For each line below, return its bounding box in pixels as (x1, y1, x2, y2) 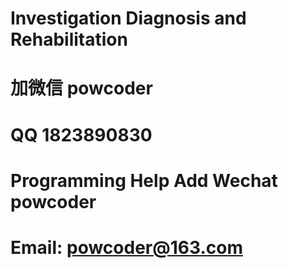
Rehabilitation (10, 28, 128, 51)
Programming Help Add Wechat (10, 169, 278, 192)
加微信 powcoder (10, 77, 153, 100)
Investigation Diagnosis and (10, 7, 247, 30)
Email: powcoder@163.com (10, 236, 243, 259)
